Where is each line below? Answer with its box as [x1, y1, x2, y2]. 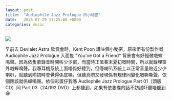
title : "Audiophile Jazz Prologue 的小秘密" [5, 12, 101, 17]
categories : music [5, 22, 45, 27]
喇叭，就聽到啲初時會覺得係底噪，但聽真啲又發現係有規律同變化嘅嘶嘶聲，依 [5, 72, 167, 78]
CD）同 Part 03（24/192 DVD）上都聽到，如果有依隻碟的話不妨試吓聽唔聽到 [5, 85, 166, 91]
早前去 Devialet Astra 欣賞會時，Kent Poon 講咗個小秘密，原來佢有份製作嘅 [5, 46, 164, 52]
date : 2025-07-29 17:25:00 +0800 [5, 17, 81, 22]
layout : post [5, 7, 33, 13]
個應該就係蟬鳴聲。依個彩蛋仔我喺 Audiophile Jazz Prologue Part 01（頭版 [5, 78, 162, 85]
